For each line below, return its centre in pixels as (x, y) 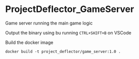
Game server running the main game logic (49, 23)
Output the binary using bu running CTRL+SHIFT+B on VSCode (68, 32)
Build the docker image (29, 42)
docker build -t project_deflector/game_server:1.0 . (63, 51)
